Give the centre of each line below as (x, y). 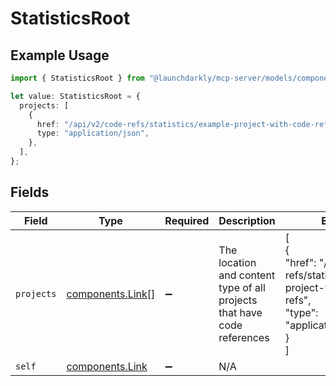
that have (240, 312)
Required (187, 220)
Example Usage (60, 55)
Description (247, 220)
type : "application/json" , (93, 133)
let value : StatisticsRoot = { (75, 96)
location (237, 262)
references (244, 337)
